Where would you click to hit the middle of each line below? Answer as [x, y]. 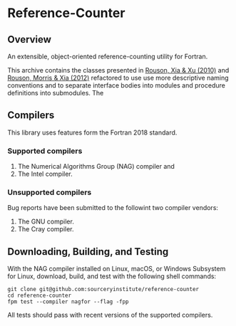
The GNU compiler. [46, 221]
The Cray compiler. [46, 229]
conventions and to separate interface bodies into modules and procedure [117, 85]
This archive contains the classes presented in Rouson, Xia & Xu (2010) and [118, 70]
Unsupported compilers [50, 192]
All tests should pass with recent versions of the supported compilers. [110, 315]
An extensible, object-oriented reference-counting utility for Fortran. [108, 56]
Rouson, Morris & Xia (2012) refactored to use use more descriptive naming [118, 78]
